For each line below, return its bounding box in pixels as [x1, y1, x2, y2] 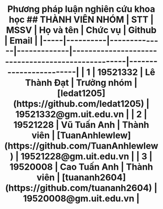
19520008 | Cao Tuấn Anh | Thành [9, 161, 153, 173]
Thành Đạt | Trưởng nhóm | [25, 77, 138, 89]
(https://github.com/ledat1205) [13, 98, 145, 109]
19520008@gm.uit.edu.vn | [23, 193, 140, 204]
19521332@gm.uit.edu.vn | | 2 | [15, 109, 147, 120]
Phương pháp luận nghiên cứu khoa [7, 3, 155, 15]
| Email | [4, 35, 38, 47]
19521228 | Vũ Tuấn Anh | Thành [13, 119, 150, 131]
